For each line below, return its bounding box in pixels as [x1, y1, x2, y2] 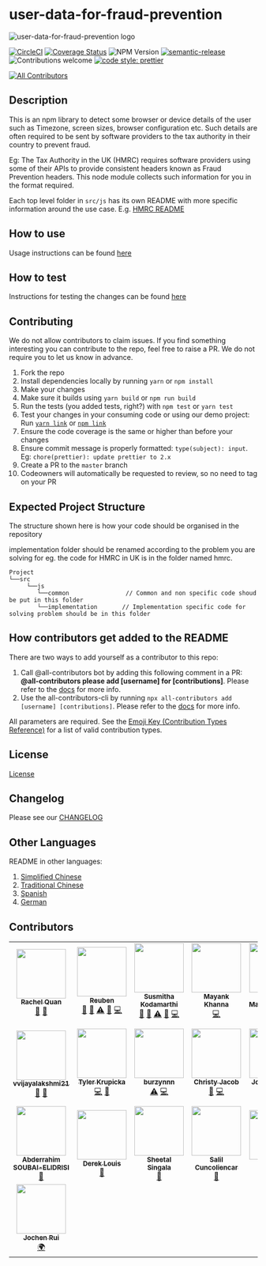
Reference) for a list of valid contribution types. [9, 725, 163, 735]
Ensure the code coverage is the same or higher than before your [20, 427, 234, 436]
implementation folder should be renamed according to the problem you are [9, 545, 256, 554]
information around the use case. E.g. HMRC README [9, 204, 185, 214]
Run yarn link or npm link [20, 418, 107, 428]
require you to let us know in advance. [9, 353, 133, 362]
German [20, 898, 47, 907]
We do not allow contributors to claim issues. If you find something [9, 336, 227, 346]
